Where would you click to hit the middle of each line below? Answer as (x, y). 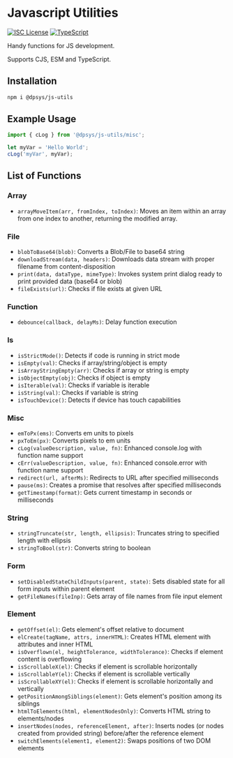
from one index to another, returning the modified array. (97, 218)
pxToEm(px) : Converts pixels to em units (74, 440)
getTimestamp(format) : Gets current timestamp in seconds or (105, 492)
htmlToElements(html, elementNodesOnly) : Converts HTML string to (114, 711)
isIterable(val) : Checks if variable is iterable (83, 385)
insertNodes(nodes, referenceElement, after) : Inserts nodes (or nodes (121, 726)
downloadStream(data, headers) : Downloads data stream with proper (116, 259)
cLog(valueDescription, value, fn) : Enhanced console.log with (110, 447)
